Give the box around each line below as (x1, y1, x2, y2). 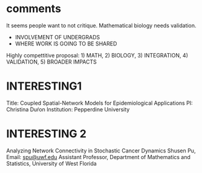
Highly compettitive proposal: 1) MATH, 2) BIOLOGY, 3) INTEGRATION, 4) (6, 51, 189, 59)
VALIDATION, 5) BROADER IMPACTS (6, 58, 97, 65)
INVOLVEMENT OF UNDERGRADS (15, 33, 100, 41)
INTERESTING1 (6, 79, 82, 93)
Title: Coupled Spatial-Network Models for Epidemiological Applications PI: (6, 99, 193, 106)
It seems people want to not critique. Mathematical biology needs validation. (6, 22, 197, 29)
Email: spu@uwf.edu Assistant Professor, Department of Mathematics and (6, 153, 191, 160)
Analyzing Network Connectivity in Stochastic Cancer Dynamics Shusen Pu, (6, 147, 196, 154)
